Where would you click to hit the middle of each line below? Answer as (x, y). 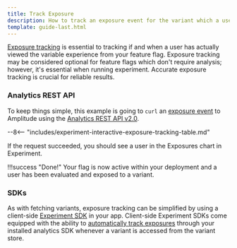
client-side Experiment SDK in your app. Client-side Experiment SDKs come (117, 215)
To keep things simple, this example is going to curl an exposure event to (114, 111)
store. (16, 238)
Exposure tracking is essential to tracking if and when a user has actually (113, 47)
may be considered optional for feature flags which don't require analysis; (115, 62)
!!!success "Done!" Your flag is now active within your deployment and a (112, 167)
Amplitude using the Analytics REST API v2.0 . (73, 118)
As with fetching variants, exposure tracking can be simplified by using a (113, 208)
